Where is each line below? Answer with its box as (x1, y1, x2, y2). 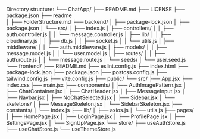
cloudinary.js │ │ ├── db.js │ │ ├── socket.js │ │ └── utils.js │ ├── (6, 37, 174, 44)
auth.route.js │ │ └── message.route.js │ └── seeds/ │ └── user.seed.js (6, 56, 186, 63)
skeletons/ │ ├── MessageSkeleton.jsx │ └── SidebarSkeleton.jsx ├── (6, 100, 183, 107)
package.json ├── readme (6, 12, 73, 19)
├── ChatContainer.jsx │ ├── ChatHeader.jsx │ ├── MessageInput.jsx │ (6, 88, 186, 94)
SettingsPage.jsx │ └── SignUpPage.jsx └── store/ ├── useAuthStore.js (6, 119, 186, 126)
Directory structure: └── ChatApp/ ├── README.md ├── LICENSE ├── (6, 6, 185, 12)
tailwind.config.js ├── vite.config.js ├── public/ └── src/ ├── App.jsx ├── (6, 75, 193, 82)
